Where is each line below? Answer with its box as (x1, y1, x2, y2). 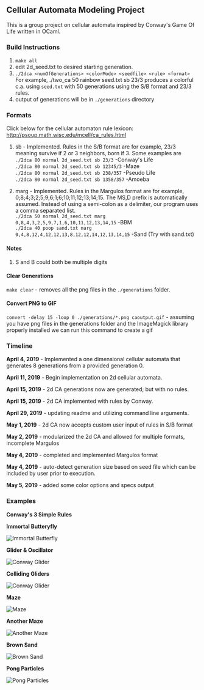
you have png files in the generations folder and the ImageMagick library (6, 320, 189, 328)
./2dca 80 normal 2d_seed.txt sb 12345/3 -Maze (15, 163, 140, 170)
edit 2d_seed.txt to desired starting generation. (15, 64, 133, 71)
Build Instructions (6, 43, 60, 51)
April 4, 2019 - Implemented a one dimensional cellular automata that (6, 356, 181, 363)
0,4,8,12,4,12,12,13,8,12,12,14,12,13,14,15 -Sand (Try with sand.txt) (15, 230, 195, 238)
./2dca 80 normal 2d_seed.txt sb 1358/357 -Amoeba (15, 175, 150, 183)
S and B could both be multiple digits (15, 258, 108, 265)
